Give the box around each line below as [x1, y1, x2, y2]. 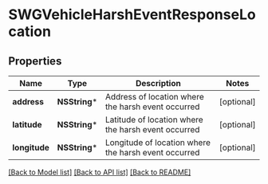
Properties [8, 54, 62, 68]
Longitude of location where [104, 137, 211, 148]
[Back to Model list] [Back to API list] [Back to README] [8, 167, 191, 177]
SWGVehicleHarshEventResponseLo [8, 6, 257, 24]
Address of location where [104, 92, 205, 102]
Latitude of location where [104, 114, 203, 125]
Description [135, 78, 181, 88]
